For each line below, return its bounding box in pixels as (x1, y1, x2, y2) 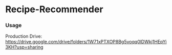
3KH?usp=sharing (5, 44, 44, 50)
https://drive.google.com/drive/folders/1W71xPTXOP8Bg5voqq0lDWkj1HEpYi (5, 39, 167, 45)
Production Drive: (5, 33, 42, 39)
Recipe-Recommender (5, 4, 103, 15)
